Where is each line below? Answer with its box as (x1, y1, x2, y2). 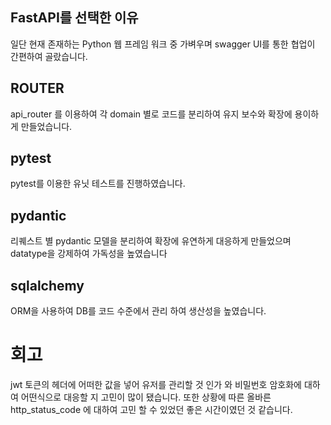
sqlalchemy (10, 277, 85, 294)
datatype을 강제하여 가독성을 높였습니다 (10, 248, 168, 260)
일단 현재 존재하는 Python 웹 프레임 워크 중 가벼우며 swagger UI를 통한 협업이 (10, 38, 316, 50)
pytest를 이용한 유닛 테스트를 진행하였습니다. (10, 178, 186, 190)
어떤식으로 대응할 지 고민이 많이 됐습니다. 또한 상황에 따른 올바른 (20, 391, 272, 403)
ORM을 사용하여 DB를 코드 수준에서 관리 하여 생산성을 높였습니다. (10, 305, 267, 317)
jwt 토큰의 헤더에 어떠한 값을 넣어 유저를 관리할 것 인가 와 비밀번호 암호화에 (10, 379, 302, 390)
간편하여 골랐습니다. (10, 50, 88, 62)
